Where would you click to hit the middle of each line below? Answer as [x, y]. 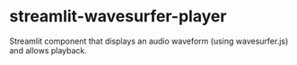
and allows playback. [48, 50]
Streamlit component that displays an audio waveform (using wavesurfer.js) [149, 41]
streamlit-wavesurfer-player [118, 16]
